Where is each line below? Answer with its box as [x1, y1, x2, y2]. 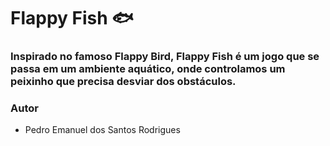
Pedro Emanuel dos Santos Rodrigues [24, 124, 181, 136]
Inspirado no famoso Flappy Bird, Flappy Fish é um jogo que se [10, 50, 320, 64]
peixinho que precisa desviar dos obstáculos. [10, 75, 237, 89]
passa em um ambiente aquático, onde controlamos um [10, 62, 286, 76]
